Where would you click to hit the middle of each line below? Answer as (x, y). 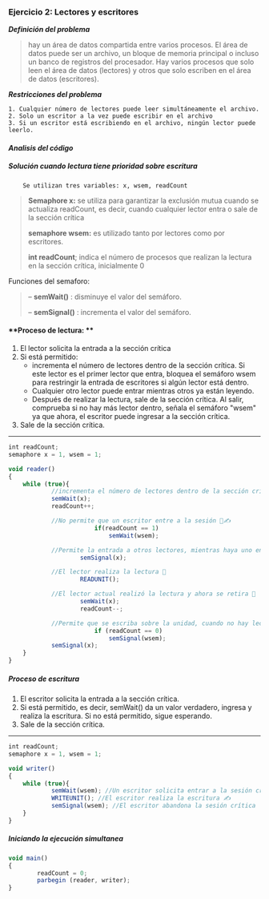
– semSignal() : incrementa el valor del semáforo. (110, 312)
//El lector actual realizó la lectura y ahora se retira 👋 (153, 594)
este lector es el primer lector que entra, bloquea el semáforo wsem (144, 374)
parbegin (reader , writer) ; (84, 881)
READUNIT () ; (100, 579)
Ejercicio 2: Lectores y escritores (74, 12)
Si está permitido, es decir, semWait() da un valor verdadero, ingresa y (136, 708)
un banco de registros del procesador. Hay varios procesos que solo (141, 62)
